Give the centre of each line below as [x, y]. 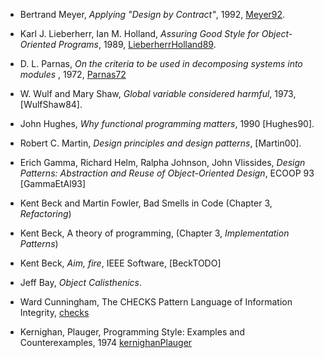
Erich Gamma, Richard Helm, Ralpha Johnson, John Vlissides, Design [162, 162]
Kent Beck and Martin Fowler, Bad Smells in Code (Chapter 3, [146, 203]
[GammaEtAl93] [53, 183]
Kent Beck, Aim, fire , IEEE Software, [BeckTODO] [120, 263]
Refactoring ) [45, 213]
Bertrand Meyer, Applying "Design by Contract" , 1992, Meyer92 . [152, 14]
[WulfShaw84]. [51, 104]
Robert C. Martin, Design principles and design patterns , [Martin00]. [160, 143]
